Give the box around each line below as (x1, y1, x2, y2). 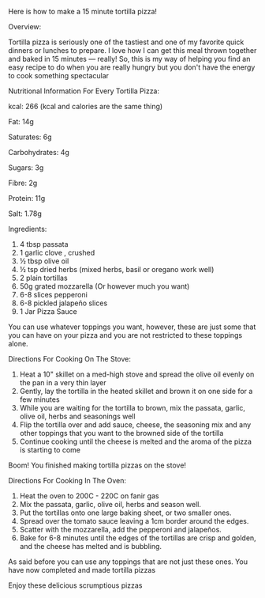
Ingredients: (8, 225, 47, 233)
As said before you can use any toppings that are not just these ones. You (8, 557, 248, 566)
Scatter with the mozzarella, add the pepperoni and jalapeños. (19, 525, 222, 534)
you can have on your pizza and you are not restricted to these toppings (8, 331, 243, 339)
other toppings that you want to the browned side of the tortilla (19, 429, 224, 437)
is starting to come (19, 445, 81, 454)
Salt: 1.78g (8, 209, 42, 218)
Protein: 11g (8, 194, 46, 202)
